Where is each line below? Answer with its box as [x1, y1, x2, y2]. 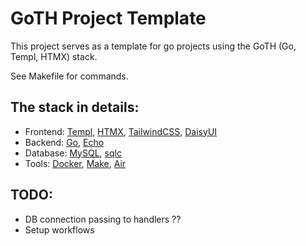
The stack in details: [10, 99, 140, 116]
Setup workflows [24, 223, 95, 236]
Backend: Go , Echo [24, 136, 105, 148]
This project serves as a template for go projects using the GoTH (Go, [10, 40, 297, 52]
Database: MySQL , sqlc [24, 147, 122, 159]
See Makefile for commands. [10, 70, 129, 82]
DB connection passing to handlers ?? [24, 213, 182, 225]
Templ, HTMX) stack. [10, 50, 98, 62]
